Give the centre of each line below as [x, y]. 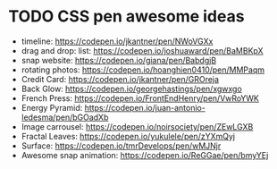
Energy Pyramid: [52, 107]
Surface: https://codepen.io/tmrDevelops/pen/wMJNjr [121, 146]
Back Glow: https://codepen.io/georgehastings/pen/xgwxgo [131, 89]
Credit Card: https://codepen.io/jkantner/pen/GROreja [120, 79]
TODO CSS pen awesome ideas [126, 17]
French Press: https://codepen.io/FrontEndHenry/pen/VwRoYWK [140, 98]
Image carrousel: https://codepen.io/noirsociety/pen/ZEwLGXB [137, 126]
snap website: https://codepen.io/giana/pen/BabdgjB [119, 60]
